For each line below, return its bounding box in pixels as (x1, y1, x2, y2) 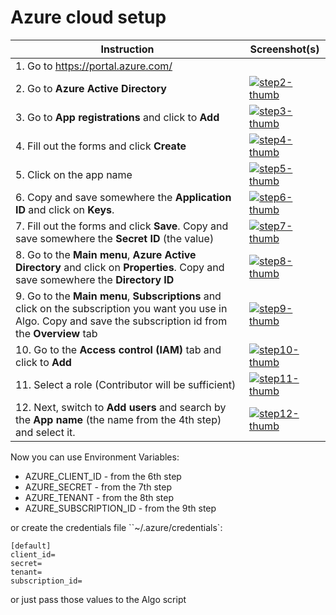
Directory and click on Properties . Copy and (15, 260, 225, 274)
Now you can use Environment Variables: (10, 451, 180, 463)
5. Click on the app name (15, 167, 133, 181)
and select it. (15, 425, 76, 439)
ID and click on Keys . (15, 202, 115, 216)
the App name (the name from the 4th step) (15, 412, 222, 426)
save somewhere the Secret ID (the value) (15, 231, 215, 245)
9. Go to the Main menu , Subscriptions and (15, 289, 222, 303)
